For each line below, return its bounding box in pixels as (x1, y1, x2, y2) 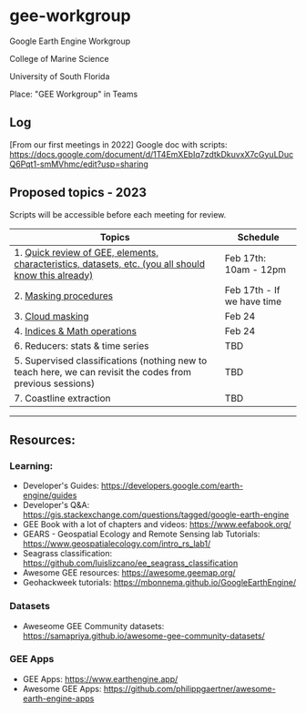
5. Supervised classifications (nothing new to (14, 354, 208, 367)
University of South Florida (9, 70, 110, 82)
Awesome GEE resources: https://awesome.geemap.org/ (22, 567, 236, 578)
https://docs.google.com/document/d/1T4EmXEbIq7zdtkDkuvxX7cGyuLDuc (9, 148, 294, 159)
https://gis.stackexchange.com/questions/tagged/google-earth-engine (22, 509, 290, 520)
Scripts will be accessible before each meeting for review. (9, 209, 227, 219)
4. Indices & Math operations (14, 324, 137, 337)
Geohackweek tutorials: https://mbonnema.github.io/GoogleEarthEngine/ (22, 577, 297, 588)
